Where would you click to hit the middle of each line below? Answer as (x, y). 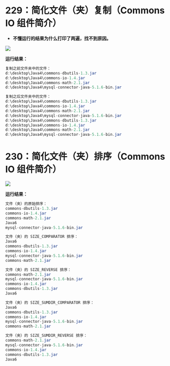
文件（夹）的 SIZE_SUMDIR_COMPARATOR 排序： (50, 302)
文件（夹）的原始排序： (26, 204)
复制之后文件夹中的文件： (28, 97)
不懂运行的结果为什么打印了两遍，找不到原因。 (62, 38)
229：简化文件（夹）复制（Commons (85, 10)
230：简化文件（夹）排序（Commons (85, 157)
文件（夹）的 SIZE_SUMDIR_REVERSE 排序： (46, 336)
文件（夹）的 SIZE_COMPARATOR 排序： (42, 237)
